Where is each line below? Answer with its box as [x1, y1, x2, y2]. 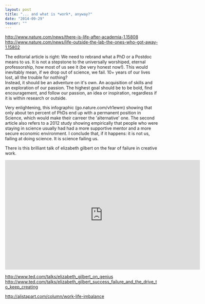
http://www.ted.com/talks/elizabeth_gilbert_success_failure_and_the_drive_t [5, 279, 157, 285]
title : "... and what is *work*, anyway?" [5, 12, 93, 17]
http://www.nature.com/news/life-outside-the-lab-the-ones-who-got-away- [5, 39, 158, 45]
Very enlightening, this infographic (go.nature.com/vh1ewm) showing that [5, 105, 152, 111]
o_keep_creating [5, 284, 38, 290]
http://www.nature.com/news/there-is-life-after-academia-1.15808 [5, 34, 139, 40]
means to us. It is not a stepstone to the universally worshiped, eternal [5, 59, 146, 65]
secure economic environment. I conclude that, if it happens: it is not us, [5, 131, 150, 136]
